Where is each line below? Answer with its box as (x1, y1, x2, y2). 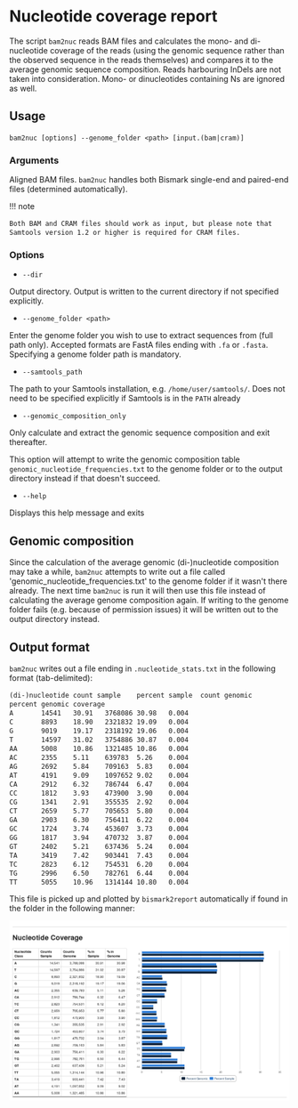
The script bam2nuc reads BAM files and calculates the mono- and (9, 36, 249, 46)
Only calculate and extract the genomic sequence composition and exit (9, 427, 270, 438)
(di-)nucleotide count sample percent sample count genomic (9, 691, 253, 700)
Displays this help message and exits (9, 507, 145, 518)
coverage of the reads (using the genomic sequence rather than (50, 44, 285, 55)
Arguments (9, 154, 60, 166)
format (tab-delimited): (9, 672, 93, 683)
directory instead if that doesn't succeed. (9, 473, 161, 484)
